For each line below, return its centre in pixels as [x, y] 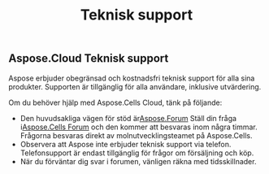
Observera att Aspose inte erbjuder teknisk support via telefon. [126, 144]
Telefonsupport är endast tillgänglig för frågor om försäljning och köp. [137, 153]
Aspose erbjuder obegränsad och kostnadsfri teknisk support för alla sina [132, 78]
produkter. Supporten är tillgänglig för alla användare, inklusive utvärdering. [135, 86]
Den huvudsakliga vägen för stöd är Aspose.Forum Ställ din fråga [128, 118]
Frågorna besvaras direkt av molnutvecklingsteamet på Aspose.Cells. [136, 135]
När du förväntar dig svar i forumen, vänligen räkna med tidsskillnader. [138, 161]
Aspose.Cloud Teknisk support [89, 59]
